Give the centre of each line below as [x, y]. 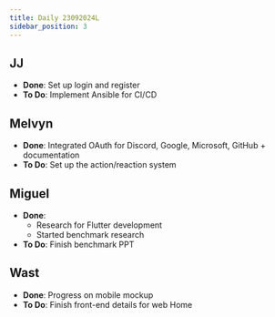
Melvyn [31, 123]
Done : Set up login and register [81, 85]
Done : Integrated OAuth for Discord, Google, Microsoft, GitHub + [144, 146]
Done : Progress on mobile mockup [88, 295]
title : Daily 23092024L [55, 18]
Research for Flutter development [99, 225]
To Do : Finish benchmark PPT [78, 244]
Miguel [30, 194]
